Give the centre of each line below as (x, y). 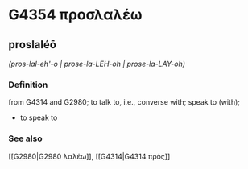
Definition (28, 84)
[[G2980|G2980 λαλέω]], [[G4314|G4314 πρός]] (89, 156)
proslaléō (32, 45)
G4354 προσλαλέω (75, 15)
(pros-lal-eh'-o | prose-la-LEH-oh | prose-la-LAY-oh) (97, 64)
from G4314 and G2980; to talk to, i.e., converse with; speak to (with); (124, 102)
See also (25, 138)
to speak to (39, 117)
